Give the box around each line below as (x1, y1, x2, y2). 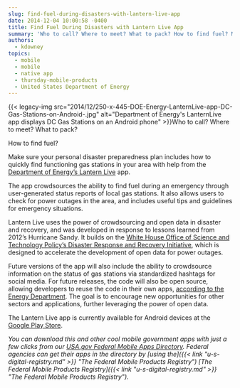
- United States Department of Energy (14, 83, 130, 90)
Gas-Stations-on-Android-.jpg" (8, 110, 100, 119)
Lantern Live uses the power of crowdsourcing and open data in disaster (8, 218, 221, 227)
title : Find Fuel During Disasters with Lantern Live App (8, 23, 184, 31)
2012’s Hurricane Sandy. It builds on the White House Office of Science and (8, 233, 230, 242)
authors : (8, 37, 34, 44)
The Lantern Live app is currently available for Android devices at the (8, 313, 211, 322)
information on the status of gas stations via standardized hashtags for (8, 269, 216, 278)
